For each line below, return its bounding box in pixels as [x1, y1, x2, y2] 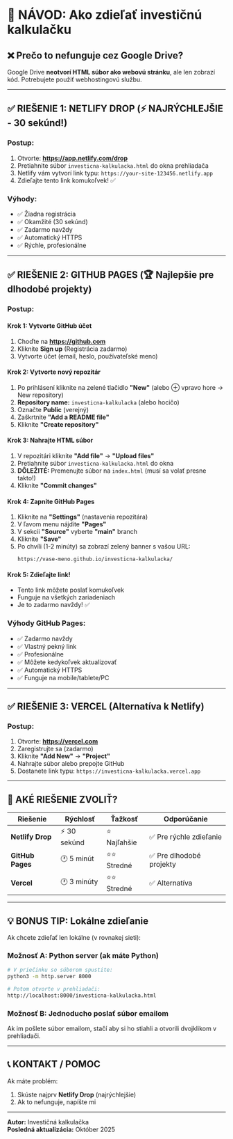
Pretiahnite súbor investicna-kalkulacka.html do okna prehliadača [17, 161, 209, 170]
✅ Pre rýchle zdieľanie [148, 832, 222, 842]
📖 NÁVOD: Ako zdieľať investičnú [7, 7, 202, 23]
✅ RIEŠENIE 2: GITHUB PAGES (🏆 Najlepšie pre [7, 269, 214, 281]
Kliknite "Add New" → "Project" [17, 752, 111, 760]
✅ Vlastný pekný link [17, 642, 77, 650]
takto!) [17, 473, 36, 482]
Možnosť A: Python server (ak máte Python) [7, 950, 159, 960]
